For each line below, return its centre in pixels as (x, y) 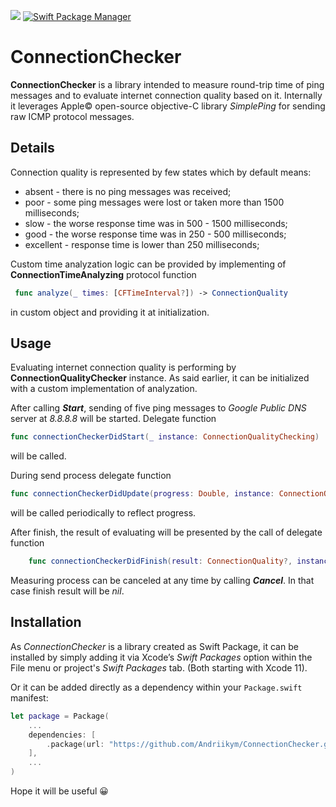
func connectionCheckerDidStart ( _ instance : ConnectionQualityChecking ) (165, 437)
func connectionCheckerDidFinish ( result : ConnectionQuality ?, (160, 561)
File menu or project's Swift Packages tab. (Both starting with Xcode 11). (159, 667)
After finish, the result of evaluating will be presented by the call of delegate (166, 532)
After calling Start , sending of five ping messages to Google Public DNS (158, 408)
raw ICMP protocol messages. (72, 116)
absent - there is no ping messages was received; (128, 191)
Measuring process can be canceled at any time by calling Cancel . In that (162, 581)
